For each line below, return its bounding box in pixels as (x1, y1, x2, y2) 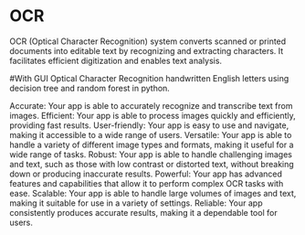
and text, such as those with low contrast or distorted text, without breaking (9, 158, 294, 169)
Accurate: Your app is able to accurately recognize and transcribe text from (9, 100, 294, 111)
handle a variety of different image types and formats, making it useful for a (9, 139, 294, 150)
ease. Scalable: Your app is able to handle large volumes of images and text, (9, 187, 297, 198)
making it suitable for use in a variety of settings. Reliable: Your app (9, 198, 263, 208)
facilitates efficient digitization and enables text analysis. (9, 55, 222, 66)
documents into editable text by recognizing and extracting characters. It (9, 45, 284, 56)
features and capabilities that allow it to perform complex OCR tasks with (9, 177, 284, 188)
